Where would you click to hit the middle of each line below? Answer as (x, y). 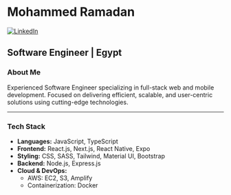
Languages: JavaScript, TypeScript (67, 141)
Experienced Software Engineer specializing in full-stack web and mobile (111, 88)
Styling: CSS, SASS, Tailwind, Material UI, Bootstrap (91, 156)
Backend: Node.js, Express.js (59, 163)
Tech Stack (26, 126)
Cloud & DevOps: (42, 170)
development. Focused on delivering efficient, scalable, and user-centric (110, 94)
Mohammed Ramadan (71, 12)
